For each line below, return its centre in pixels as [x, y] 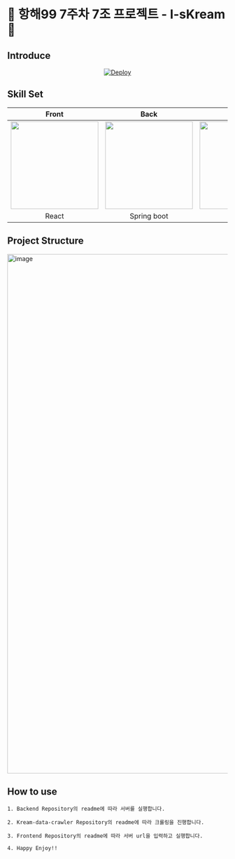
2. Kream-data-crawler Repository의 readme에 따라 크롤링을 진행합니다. [106, 823]
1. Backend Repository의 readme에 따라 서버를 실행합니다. [86, 809]
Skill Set [25, 94]
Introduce [29, 56]
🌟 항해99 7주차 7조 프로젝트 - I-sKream [116, 14]
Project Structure [45, 241]
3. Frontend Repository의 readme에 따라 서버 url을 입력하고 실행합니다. [105, 836]
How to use [32, 792]
